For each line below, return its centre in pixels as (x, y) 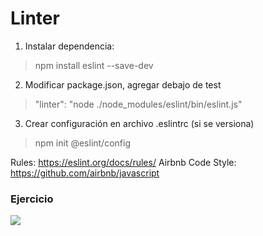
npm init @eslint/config (82, 143)
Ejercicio (32, 199)
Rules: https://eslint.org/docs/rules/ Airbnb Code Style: (123, 162)
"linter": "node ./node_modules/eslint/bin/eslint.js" (138, 104)
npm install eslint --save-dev (94, 65)
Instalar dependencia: (69, 46)
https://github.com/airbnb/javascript (85, 173)
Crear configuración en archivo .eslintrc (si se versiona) (139, 123)
